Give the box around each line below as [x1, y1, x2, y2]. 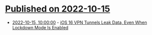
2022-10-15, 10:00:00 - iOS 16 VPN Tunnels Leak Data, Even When [12, 19, 147, 25]
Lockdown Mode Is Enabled [12, 24, 69, 30]
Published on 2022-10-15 [5, 3, 110, 15]
